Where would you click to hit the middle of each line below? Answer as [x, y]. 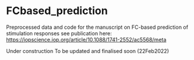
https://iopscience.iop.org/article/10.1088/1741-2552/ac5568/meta [86, 39]
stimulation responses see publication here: [59, 33]
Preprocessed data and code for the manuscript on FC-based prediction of [97, 27]
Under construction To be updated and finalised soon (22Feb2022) [88, 51]
